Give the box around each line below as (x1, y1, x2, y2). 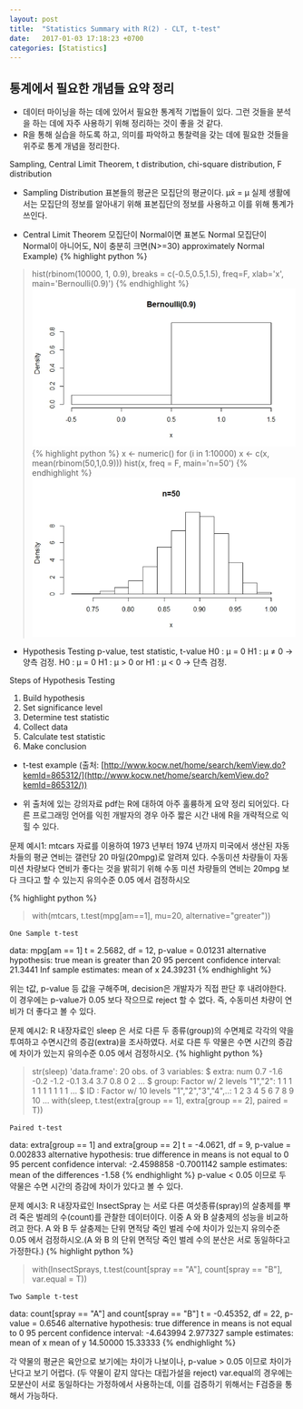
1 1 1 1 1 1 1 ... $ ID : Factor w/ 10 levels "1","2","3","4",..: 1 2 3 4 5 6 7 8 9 (31, 1085, 295, 1096)
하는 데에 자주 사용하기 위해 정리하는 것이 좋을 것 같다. (32, 118, 224, 129)
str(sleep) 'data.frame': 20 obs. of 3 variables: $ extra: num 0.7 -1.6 (31, 1065, 283, 1077)
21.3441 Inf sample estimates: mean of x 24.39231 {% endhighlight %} (9, 964, 272, 975)
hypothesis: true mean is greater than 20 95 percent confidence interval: (9, 954, 281, 965)
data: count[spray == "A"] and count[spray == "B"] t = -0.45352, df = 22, (9, 1308, 283, 1319)
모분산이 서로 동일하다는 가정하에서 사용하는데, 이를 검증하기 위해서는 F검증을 (9, 1378, 283, 1389)
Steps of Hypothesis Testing (9, 674, 115, 686)
